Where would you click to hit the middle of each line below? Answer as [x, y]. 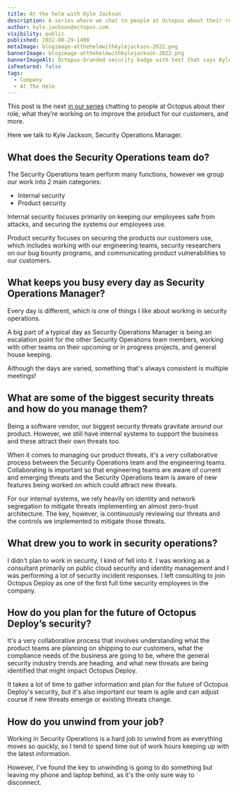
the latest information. [39, 754]
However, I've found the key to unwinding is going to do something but [110, 767]
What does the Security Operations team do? [109, 157]
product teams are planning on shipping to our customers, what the [105, 648]
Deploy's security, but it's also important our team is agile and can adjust [113, 692]
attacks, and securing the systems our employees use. [87, 224]
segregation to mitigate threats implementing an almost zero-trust [103, 506]
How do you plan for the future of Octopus [102, 612]
